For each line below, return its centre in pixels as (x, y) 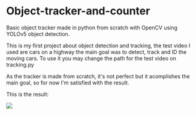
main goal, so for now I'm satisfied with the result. (68, 83)
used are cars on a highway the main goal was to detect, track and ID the (97, 52)
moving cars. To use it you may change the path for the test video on (91, 58)
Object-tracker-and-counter (78, 11)
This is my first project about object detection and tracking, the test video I (98, 46)
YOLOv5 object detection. (38, 34)
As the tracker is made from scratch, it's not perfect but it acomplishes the (98, 76)
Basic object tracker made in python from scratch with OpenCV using (92, 28)
